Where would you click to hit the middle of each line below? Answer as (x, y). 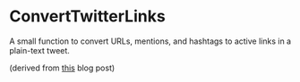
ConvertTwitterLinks (87, 16)
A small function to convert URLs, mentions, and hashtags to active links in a (150, 41)
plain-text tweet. (39, 50)
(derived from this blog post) (62, 68)
